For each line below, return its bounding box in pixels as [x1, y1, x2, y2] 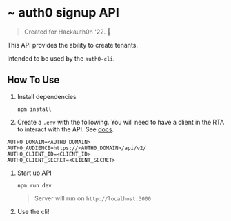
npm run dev [17, 182, 52, 189]
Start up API [17, 169, 52, 177]
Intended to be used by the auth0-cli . [7, 54, 115, 63]
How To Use [7, 74, 60, 86]
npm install [17, 105, 52, 113]
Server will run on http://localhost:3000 [34, 194, 152, 202]
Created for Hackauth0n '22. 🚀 [23, 28, 112, 36]
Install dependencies [17, 92, 77, 101]
